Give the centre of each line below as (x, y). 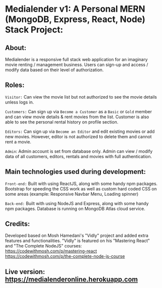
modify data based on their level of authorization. (54, 70)
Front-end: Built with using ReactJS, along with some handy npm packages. (81, 184)
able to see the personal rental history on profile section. (62, 122)
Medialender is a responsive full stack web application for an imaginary (76, 59)
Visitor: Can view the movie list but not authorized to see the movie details (81, 97)
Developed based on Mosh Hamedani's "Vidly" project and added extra (77, 236)
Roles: (15, 85)
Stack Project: (34, 30)
